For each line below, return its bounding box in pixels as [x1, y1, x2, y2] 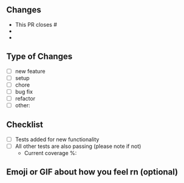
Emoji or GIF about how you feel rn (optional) [6, 167, 179, 178]
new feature [15, 67, 46, 75]
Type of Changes [6, 52, 73, 62]
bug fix [15, 88, 33, 95]
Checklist [6, 119, 44, 130]
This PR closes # [15, 21, 58, 28]
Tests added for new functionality [15, 136, 100, 143]
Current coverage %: [24, 149, 77, 156]
